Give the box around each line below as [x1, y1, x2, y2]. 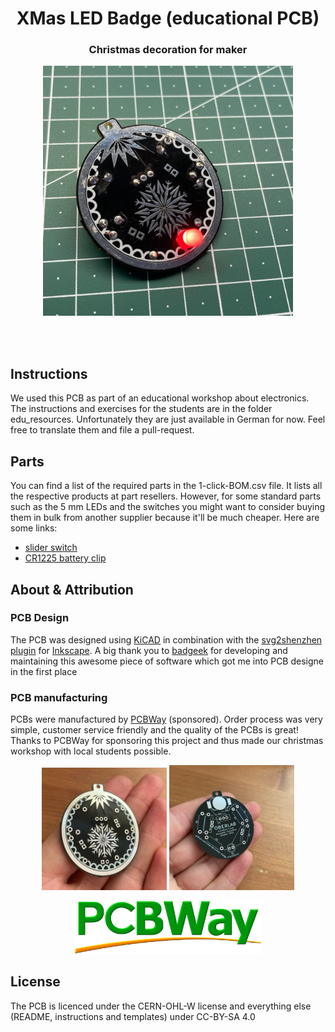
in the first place [10, 665, 78, 677]
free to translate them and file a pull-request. [10, 424, 195, 436]
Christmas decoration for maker [88, 43, 248, 57]
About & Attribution [10, 581, 134, 598]
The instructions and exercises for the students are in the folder [10, 403, 273, 415]
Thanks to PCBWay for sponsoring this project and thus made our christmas [10, 735, 324, 747]
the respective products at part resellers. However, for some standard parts [10, 490, 322, 502]
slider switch [24, 542, 78, 554]
